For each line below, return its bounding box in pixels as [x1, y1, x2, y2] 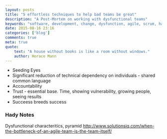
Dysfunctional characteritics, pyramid [5, 123, 82, 129]
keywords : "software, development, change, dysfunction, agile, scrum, [5, 21, 157, 26]
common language [12, 78, 51, 84]
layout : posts [5, 7, 35, 12]
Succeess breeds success [12, 99, 67, 105]
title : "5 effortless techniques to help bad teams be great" [5, 12, 137, 17]
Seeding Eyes [12, 67, 41, 73]
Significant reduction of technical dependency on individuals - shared [12, 73, 156, 79]
